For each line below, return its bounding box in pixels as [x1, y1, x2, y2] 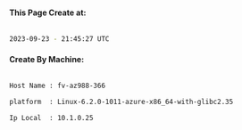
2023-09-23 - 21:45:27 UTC [9, 35, 110, 44]
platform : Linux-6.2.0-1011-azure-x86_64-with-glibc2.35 [9, 98, 234, 107]
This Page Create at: [9, 7, 87, 18]
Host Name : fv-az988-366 [9, 81, 105, 91]
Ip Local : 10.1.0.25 [9, 114, 94, 123]
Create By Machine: [9, 53, 85, 64]
